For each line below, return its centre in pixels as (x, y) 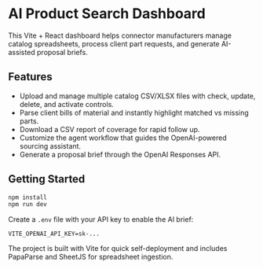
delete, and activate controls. (66, 104)
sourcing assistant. (50, 146)
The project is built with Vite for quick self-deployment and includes (118, 249)
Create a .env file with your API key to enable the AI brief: (101, 219)
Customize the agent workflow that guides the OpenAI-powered (123, 138)
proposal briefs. (62, 52)
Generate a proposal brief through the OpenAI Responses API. (120, 154)
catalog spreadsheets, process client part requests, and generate (114, 43)
